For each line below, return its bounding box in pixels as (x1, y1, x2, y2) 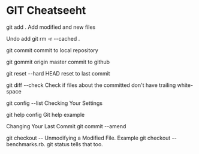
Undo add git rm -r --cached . (6, 35, 80, 42)
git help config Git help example (6, 111, 85, 118)
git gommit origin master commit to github (6, 58, 110, 65)
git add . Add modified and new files (6, 23, 96, 31)
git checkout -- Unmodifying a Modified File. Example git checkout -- (6, 134, 177, 141)
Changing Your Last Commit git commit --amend (6, 122, 126, 129)
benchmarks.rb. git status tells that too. (6, 140, 103, 147)
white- (177, 81, 194, 89)
